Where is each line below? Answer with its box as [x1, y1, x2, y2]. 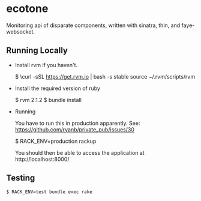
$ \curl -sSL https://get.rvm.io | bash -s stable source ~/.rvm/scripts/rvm [14, 73, 196, 80]
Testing [6, 173, 35, 183]
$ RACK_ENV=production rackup [14, 137, 97, 145]
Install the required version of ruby [14, 85, 101, 92]
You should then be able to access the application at [14, 149, 145, 156]
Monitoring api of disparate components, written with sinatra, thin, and [6, 22, 181, 29]
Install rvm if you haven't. [14, 61, 78, 68]
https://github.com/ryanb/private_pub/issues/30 [14, 125, 135, 133]
